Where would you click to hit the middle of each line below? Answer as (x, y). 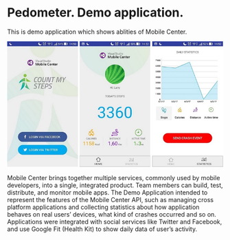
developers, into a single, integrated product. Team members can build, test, (115, 185)
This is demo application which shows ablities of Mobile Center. (97, 32)
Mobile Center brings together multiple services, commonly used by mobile (114, 178)
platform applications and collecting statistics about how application (103, 207)
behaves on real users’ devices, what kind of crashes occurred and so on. (112, 215)
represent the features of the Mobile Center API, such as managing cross (111, 200)
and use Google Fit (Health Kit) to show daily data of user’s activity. (102, 229)
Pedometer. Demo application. (95, 13)
